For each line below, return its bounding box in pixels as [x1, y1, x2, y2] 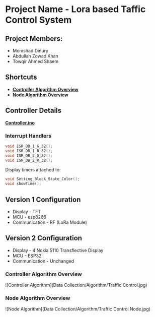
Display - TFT [12, 208, 41, 215]
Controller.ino [5, 119, 35, 125]
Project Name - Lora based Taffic [5, 4, 146, 15]
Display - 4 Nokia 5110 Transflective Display [12, 247, 104, 253]
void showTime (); [5, 181, 42, 186]
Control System [5, 14, 72, 26]
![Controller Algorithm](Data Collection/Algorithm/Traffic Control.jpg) [5, 282, 147, 288]
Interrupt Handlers [5, 132, 52, 139]
